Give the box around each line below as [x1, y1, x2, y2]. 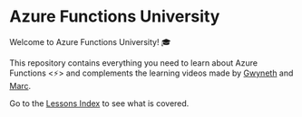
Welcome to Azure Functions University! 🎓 [9, 36, 171, 47]
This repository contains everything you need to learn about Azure [9, 57, 258, 68]
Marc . [9, 80, 32, 91]
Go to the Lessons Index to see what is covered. [9, 97, 190, 109]
